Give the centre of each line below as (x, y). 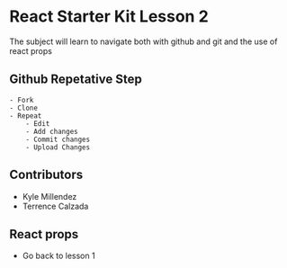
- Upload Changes (58, 147)
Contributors (46, 175)
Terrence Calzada (55, 206)
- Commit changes (58, 139)
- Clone (24, 108)
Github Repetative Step (76, 80)
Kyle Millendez (49, 196)
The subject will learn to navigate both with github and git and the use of (143, 41)
